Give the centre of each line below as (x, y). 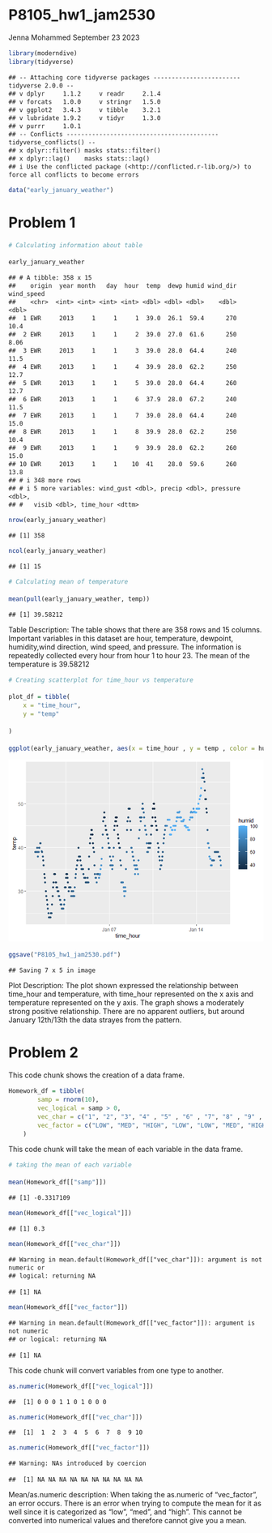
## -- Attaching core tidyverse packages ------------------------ (125, 77)
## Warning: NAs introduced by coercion (78, 1464)
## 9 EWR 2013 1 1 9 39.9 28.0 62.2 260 (123, 448)
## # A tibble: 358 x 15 (50, 278)
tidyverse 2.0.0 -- (41, 86)
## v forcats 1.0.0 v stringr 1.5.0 (85, 102)
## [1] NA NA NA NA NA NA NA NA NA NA (76, 1480)
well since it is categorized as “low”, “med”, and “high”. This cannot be (125, 1512)
